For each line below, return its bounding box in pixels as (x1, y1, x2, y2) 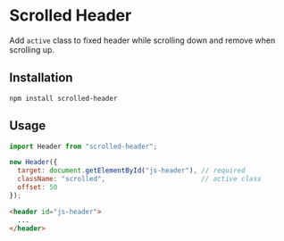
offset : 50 (17, 183, 58, 192)
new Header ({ (9, 158, 58, 167)
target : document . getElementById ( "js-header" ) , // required (17, 166, 246, 175)
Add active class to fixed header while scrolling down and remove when (9, 35, 276, 46)
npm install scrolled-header (9, 94, 118, 103)
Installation (9, 71, 73, 86)
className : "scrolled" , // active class (17, 175, 262, 184)
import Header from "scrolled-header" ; (9, 142, 158, 151)
